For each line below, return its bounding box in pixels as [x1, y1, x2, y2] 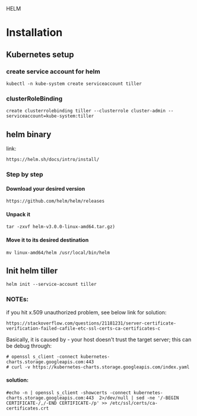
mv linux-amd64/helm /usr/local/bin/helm [6, 250, 110, 256]
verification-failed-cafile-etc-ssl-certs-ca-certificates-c [6, 325, 161, 332]
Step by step [6, 170, 43, 178]
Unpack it [6, 210, 31, 218]
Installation [6, 26, 63, 39]
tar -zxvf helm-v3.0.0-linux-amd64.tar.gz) [6, 224, 116, 230]
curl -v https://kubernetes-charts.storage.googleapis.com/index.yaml [11, 364, 190, 370]
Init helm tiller [6, 266, 58, 276]
